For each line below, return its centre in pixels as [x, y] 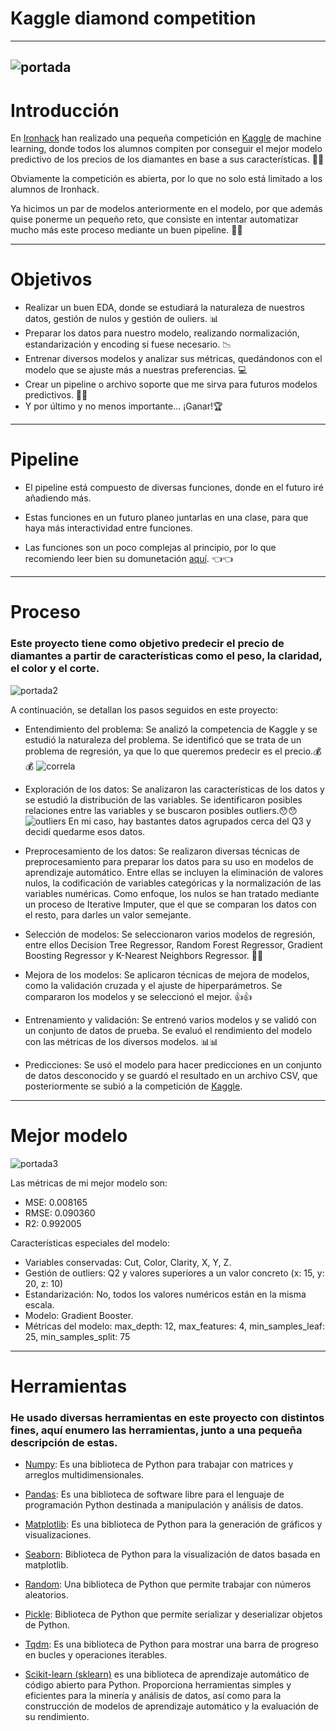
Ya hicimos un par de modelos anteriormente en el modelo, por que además [166, 209]
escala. [39, 1304]
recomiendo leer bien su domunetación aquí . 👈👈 [128, 559]
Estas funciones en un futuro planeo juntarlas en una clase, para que [166, 518]
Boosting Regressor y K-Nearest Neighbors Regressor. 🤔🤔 [144, 955]
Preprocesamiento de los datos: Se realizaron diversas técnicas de [162, 851]
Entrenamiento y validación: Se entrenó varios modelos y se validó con [170, 1019]
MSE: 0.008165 [56, 1202]
